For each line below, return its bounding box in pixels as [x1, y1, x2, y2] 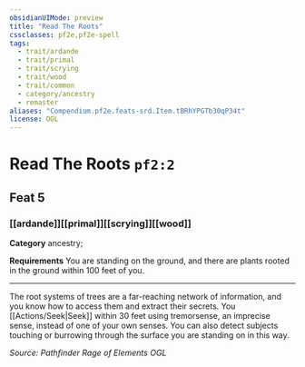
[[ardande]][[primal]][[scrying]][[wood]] [9, 217, 192, 230]
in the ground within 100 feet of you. [9, 265, 145, 275]
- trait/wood [17, 73, 67, 82]
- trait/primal [17, 55, 75, 64]
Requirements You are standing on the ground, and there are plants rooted [9, 255, 290, 266]
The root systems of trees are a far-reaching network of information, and [9, 292, 282, 302]
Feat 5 [9, 190, 45, 205]
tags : [9, 38, 30, 48]
